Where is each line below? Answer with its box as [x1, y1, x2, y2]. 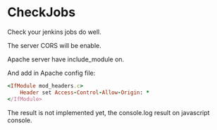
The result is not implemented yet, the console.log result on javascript [7, 108, 210, 117]
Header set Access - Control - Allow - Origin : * [20, 89, 150, 96]
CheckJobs [7, 4, 76, 20]
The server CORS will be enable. [7, 41, 101, 49]
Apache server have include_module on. [7, 54, 125, 64]
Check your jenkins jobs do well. [7, 28, 102, 36]
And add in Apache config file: [7, 69, 96, 77]
